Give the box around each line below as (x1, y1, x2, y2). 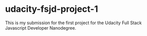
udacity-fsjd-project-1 (5, 3, 99, 15)
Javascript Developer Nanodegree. (5, 25, 76, 31)
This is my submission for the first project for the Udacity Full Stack (5, 20, 142, 26)
